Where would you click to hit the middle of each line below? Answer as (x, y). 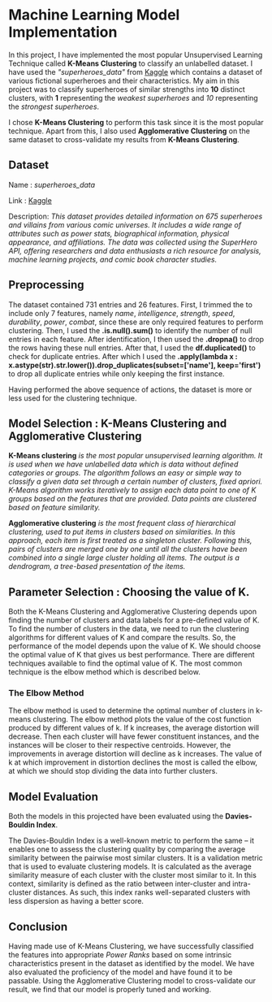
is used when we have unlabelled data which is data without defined (123, 464)
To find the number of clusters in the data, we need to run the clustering (129, 629)
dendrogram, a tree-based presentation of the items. (97, 566)
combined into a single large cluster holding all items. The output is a (124, 557)
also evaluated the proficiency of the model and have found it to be (121, 972)
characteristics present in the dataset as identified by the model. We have (132, 964)
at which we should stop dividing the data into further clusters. (113, 771)
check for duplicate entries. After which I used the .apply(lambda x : (123, 356)
